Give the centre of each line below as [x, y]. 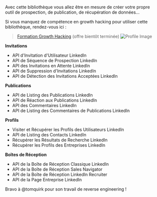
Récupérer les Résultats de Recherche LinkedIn [60, 140]
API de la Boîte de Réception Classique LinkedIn [60, 164]
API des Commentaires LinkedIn [44, 105]
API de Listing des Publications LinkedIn [52, 95]
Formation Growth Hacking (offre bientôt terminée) [68, 36]
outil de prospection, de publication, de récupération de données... [72, 12]
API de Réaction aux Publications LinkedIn [55, 100]
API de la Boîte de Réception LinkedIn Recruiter [60, 175]
